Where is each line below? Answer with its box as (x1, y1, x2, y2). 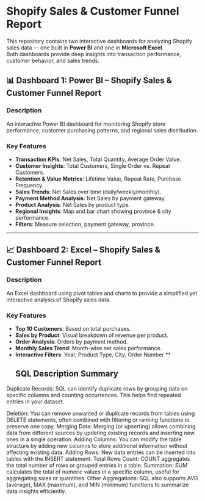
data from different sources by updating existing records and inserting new (6, 429, 195, 436)
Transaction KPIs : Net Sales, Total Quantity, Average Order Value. (15, 156, 182, 163)
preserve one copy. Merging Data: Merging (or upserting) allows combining (6, 422, 196, 430)
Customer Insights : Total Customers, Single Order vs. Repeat (15, 162, 170, 169)
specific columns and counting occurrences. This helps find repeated (6, 391, 181, 398)
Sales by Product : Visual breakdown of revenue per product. (15, 331, 169, 339)
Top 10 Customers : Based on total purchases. (15, 325, 131, 332)
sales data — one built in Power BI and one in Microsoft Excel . (6, 44, 164, 51)
